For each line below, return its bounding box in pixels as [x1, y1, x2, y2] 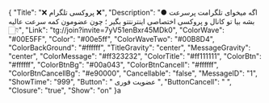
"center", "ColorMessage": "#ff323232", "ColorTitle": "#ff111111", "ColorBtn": [8, 51, 262, 60]
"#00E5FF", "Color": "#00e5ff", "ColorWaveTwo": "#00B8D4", [8, 35, 216, 43]
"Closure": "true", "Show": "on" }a [8, 85, 121, 95]
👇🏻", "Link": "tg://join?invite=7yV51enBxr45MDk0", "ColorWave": [8, 25, 225, 35]
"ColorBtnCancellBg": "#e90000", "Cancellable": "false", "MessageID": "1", [8, 68, 258, 78]
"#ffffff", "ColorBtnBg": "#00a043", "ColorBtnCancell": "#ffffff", [8, 60, 219, 69]
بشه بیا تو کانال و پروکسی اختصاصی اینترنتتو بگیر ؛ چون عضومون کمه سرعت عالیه [8, 17, 255, 26]
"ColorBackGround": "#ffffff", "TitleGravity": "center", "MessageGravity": [8, 43, 251, 52]
